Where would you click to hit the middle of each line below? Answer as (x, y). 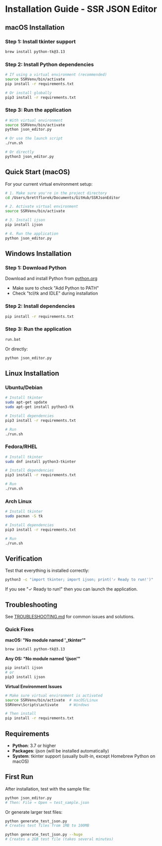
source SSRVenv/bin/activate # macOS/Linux (52, 700)
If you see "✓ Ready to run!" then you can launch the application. (72, 589)
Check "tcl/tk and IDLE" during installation (55, 294)
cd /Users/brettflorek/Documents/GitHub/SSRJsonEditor (63, 198)
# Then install (21, 714)
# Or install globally (28, 93)
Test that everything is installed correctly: (47, 571)
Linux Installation (32, 373)
